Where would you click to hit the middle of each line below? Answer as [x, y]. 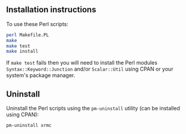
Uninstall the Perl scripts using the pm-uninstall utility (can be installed [93, 109]
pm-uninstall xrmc [29, 126]
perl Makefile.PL [28, 35]
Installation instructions [51, 10]
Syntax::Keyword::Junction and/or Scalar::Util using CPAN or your [90, 69]
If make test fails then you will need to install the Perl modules [82, 63]
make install [22, 52]
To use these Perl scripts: [37, 24]
